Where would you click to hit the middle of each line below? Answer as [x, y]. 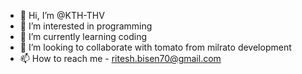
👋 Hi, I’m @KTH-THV [62, 15]
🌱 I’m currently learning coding [83, 36]
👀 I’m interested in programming [86, 26]
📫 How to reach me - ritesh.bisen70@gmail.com [120, 58]
